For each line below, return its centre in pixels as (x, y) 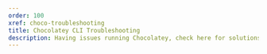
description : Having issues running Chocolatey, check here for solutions (135, 38)
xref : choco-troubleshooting (56, 23)
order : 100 (26, 15)
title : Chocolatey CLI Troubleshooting (74, 30)
